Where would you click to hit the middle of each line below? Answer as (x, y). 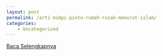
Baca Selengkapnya (31, 46)
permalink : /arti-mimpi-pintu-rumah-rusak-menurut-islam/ (81, 18)
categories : (21, 23)
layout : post (23, 12)
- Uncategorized (38, 29)
